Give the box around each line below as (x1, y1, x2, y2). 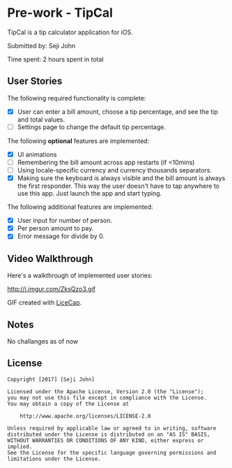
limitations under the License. (7, 455, 101, 462)
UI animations (17, 150, 57, 159)
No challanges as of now (7, 337, 79, 345)
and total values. (17, 115, 65, 124)
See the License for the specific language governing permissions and (7, 449, 217, 456)
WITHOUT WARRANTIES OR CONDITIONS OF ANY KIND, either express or (7, 437, 204, 444)
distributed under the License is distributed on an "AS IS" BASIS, (7, 431, 210, 438)
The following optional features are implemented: (7, 136, 150, 145)
